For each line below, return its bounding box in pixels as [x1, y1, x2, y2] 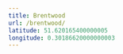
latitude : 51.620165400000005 [8, 26, 109, 34]
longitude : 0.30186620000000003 [8, 33, 115, 42]
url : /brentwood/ [8, 19, 66, 27]
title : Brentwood [8, 11, 66, 20]
